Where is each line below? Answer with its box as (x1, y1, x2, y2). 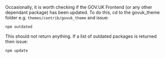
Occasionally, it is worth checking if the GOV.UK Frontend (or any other (5, 4, 152, 10)
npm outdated (5, 24, 33, 29)
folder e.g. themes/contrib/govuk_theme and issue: (5, 15, 109, 20)
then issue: (5, 38, 28, 44)
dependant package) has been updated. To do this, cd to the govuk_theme (5, 9, 160, 15)
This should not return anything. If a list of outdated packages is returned (5, 33, 157, 39)
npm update (5, 48, 28, 53)
